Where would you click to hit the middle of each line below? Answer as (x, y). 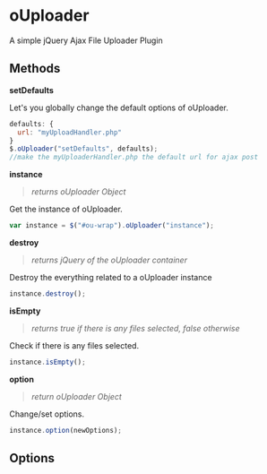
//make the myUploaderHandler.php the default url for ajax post (133, 158)
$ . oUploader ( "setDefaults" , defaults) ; (84, 149)
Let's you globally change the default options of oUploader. (119, 108)
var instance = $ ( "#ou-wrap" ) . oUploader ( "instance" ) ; (112, 226)
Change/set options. (47, 414)
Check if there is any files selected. (74, 345)
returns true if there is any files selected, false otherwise (135, 328)
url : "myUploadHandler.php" (70, 132)
